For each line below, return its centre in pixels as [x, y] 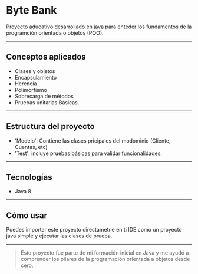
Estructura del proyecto [51, 126]
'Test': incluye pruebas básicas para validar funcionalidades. [88, 153]
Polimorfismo [31, 90]
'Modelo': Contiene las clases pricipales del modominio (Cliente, [93, 141]
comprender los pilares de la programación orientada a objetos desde [105, 259]
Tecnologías [29, 177]
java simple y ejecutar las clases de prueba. [59, 236]
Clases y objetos [35, 71]
